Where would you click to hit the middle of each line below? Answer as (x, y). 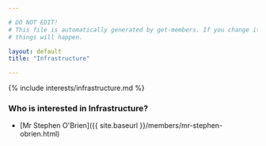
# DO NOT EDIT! (33, 22)
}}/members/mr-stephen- (181, 125)
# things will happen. (46, 37)
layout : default (35, 51)
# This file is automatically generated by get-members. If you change (129, 30)
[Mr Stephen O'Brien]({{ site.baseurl (79, 125)
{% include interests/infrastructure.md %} (76, 88)
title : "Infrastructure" (49, 59)
